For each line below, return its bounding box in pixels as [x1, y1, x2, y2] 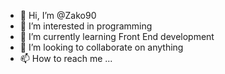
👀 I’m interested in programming [19, 20, 153, 32]
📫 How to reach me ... [19, 53, 113, 64]
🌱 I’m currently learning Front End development [19, 31, 215, 42]
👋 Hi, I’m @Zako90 [19, 10, 97, 21]
